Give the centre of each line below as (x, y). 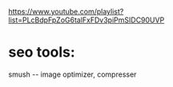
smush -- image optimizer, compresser (72, 74)
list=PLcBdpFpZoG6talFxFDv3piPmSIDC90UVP (86, 20)
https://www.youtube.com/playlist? (66, 12)
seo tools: (42, 52)
